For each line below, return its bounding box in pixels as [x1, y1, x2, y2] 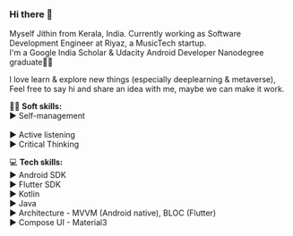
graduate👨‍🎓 [9, 57, 54, 68]
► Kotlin [9, 189, 40, 199]
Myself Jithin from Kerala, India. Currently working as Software [9, 29, 242, 39]
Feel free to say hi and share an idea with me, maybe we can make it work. [9, 84, 285, 95]
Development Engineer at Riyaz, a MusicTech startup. [9, 38, 207, 48]
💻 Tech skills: [9, 156, 64, 168]
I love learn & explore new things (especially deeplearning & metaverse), [9, 74, 276, 85]
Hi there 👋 [9, 8, 54, 21]
